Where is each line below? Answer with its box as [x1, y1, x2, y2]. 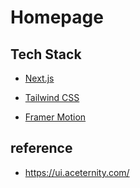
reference [10, 140, 73, 157]
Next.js [24, 72, 55, 84]
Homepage [10, 6, 104, 29]
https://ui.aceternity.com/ [24, 166, 130, 178]
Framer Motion [24, 111, 87, 123]
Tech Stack [10, 46, 82, 63]
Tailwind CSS [24, 92, 80, 103]
